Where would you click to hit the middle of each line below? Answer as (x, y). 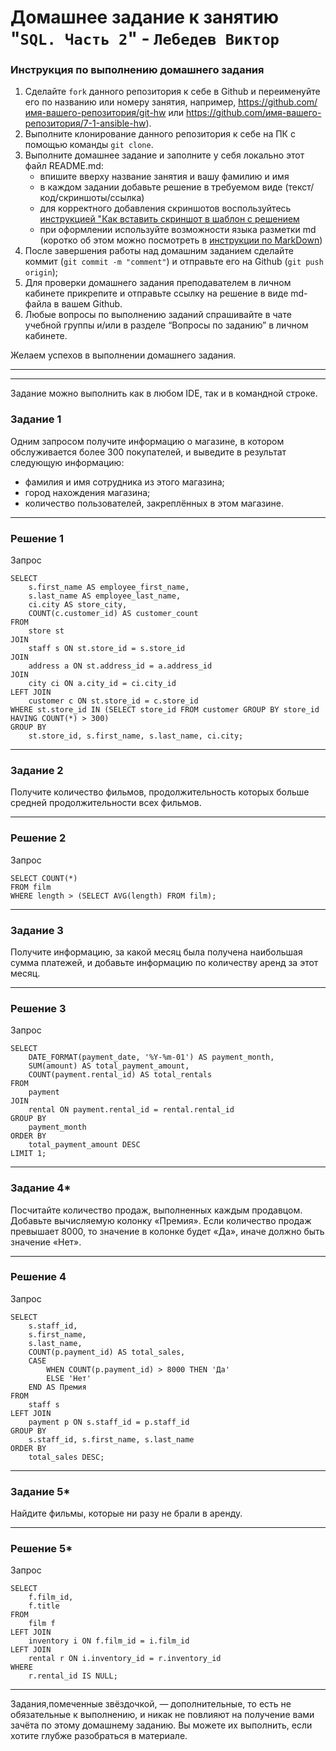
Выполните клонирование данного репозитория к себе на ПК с (160, 134)
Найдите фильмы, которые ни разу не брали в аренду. (126, 1513)
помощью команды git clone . (89, 145)
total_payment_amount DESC (84, 1145)
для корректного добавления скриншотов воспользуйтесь (165, 208)
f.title (44, 1606)
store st (46, 631)
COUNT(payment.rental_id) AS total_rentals (120, 1075)
